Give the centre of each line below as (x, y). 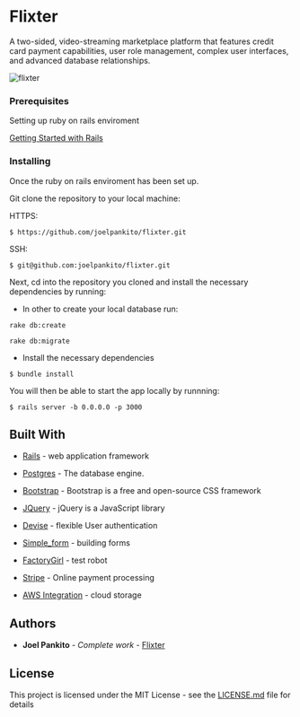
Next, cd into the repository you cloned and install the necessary (129, 282)
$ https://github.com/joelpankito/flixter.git (98, 232)
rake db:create (38, 325)
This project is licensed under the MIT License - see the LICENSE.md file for (150, 695)
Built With (37, 434)
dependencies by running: (58, 291)
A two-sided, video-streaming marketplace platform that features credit (141, 41)
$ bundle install (42, 374)
